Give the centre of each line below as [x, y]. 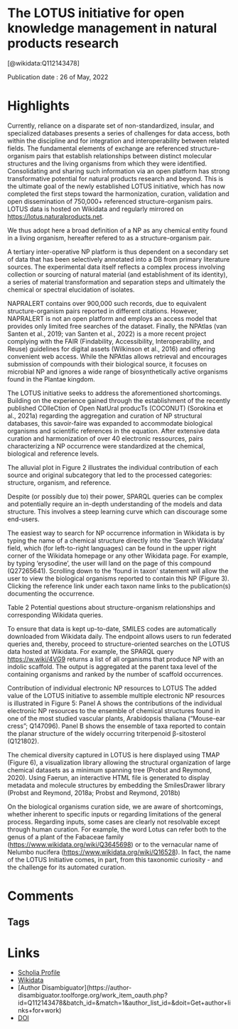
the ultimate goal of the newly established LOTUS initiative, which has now [117, 186]
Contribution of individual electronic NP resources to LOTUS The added [112, 688]
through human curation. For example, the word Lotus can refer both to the [117, 829]
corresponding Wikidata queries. [55, 615]
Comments [40, 896]
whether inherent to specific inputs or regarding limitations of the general [114, 814]
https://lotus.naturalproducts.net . [56, 216]
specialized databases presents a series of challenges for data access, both [119, 133]
